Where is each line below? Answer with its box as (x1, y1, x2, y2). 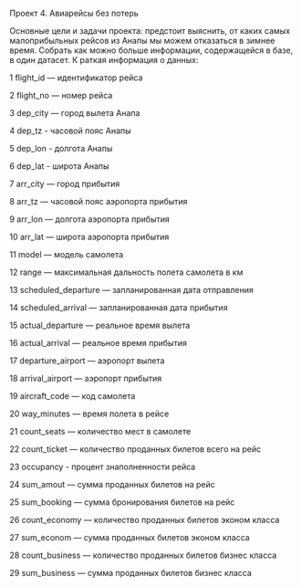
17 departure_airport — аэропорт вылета (9, 355, 165, 366)
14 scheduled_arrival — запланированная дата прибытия (9, 302, 228, 313)
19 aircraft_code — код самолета (9, 391, 136, 401)
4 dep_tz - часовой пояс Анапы (9, 125, 131, 136)
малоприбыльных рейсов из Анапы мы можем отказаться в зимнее (9, 36, 276, 46)
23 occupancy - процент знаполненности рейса (9, 461, 196, 472)
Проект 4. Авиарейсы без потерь (9, 8, 139, 18)
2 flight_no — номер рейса (9, 90, 113, 100)
